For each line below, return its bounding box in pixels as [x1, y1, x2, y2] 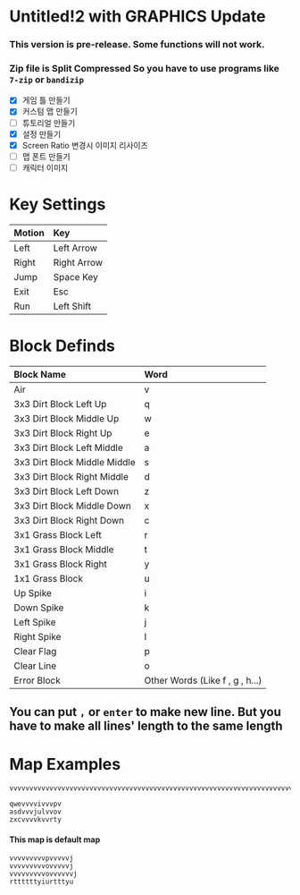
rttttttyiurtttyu [9, 877, 74, 887]
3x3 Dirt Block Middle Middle [13, 456, 136, 468]
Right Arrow [53, 256, 104, 268]
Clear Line [13, 660, 57, 672]
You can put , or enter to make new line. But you [9, 704, 281, 720]
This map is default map [9, 834, 101, 845]
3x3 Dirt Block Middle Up [13, 412, 120, 424]
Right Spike [13, 630, 62, 643]
